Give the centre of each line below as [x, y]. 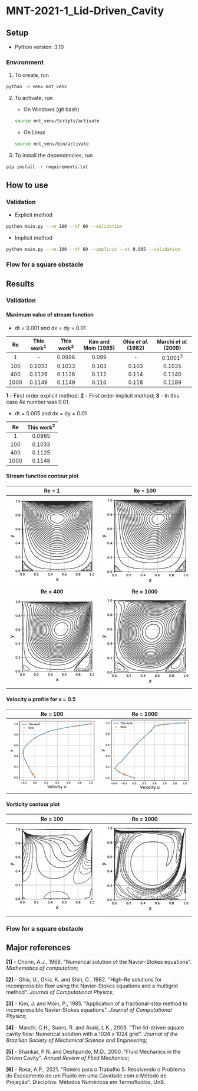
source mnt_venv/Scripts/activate [57, 121]
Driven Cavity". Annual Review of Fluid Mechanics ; [68, 1058]
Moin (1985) [99, 348]
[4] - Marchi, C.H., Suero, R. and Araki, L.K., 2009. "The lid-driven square [95, 1028]
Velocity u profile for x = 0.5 [41, 699]
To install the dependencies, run [54, 155]
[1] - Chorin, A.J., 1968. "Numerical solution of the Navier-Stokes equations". [99, 962]
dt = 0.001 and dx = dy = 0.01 [50, 328]
